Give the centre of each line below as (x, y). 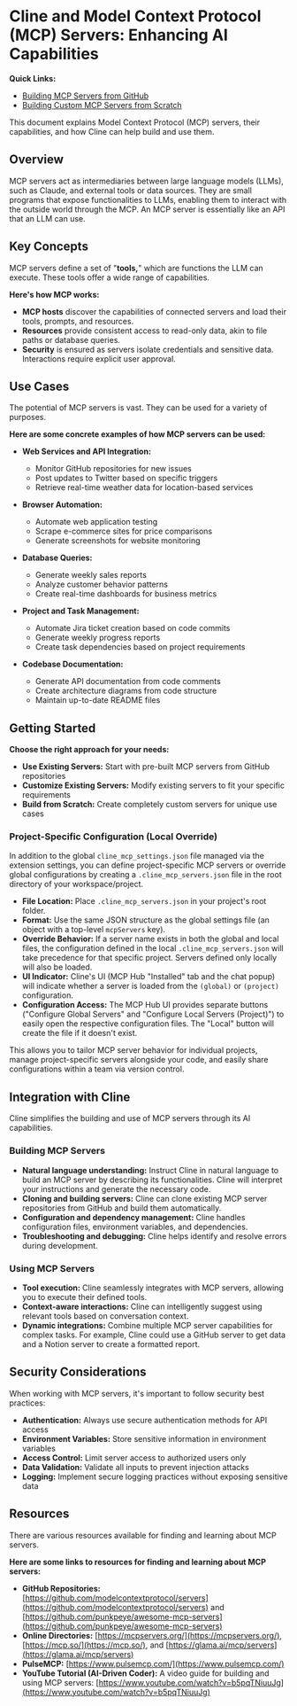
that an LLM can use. (47, 218)
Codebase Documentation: (72, 664)
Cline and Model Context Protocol (135, 16)
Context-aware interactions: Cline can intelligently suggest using (142, 1306)
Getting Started (53, 728)
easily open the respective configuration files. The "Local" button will (148, 1024)
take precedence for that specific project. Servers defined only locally (149, 958)
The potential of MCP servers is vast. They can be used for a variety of (138, 408)
